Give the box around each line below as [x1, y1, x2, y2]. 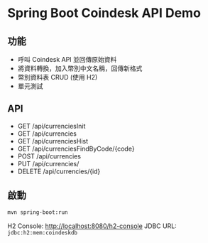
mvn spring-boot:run [7, 208, 69, 216]
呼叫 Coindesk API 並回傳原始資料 [17, 55, 117, 63]
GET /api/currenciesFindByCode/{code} [17, 144, 135, 153]
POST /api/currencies [17, 151, 82, 161]
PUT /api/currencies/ [17, 159, 80, 168]
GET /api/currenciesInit [17, 121, 86, 130]
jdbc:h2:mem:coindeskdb [7, 229, 78, 236]
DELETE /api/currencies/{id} [17, 167, 101, 175]
